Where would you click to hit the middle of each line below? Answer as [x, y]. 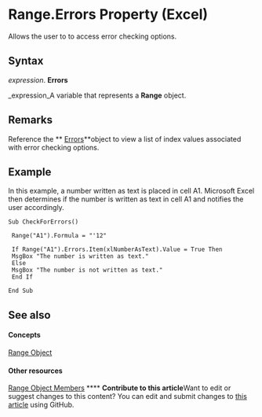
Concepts [24, 335]
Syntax [26, 61]
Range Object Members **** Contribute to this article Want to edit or [120, 388]
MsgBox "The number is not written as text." [87, 270]
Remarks [31, 120]
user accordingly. [36, 208]
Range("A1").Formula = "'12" [59, 236]
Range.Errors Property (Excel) [108, 15]
